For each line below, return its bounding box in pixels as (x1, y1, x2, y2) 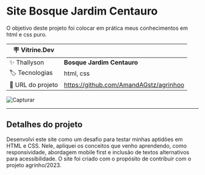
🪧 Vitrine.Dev (13, 46, 55, 54)
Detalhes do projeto (6, 120, 83, 130)
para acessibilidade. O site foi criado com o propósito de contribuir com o (6, 155, 192, 162)
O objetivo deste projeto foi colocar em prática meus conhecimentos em (6, 24, 188, 32)
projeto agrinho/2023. (6, 161, 62, 168)
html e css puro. (6, 30, 47, 38)
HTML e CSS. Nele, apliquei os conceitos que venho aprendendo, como (6, 142, 187, 149)
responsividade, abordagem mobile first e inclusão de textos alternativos (6, 148, 190, 156)
